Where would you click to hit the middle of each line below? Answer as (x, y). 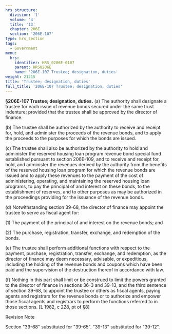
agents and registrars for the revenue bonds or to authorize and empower (83, 296)
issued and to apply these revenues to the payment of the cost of (74, 175)
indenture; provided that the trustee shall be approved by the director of (81, 112)
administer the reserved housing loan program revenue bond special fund (83, 153)
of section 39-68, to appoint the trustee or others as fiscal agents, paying (83, 290)
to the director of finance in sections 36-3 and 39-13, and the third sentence (86, 285)
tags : (11, 44)
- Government (24, 48)
